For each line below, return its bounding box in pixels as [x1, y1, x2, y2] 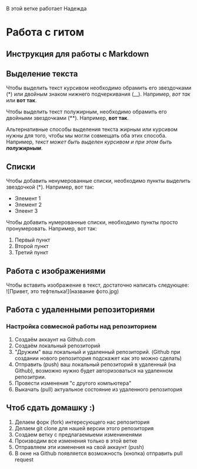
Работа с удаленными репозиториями [6, 305, 155, 315]
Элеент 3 [14, 207, 38, 215]
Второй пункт [14, 243, 49, 250]
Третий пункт [14, 249, 49, 256]
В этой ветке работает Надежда [6, 5, 87, 12]
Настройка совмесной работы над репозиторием [6, 323, 157, 331]
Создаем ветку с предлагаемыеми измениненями [14, 431, 142, 438]
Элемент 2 [14, 201, 42, 208]
